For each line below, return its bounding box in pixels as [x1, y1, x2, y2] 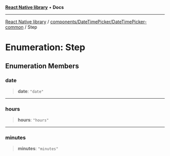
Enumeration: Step [5, 42, 86, 53]
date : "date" [17, 88, 44, 94]
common [5, 24, 24, 30]
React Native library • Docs [5, 5, 64, 10]
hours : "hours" [17, 117, 49, 123]
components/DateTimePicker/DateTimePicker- [50, 19, 147, 25]
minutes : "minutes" [17, 145, 59, 151]
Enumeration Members [5, 61, 79, 70]
